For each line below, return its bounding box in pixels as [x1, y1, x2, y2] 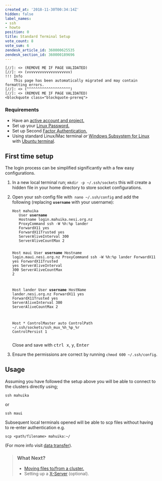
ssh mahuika [5, 393, 29, 398]
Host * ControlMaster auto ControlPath [12, 321, 93, 326]
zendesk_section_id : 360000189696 [5, 52, 75, 57]
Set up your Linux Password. [12, 122, 69, 129]
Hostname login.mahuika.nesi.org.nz [18, 217, 93, 222]
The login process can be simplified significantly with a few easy [5, 165, 134, 171]
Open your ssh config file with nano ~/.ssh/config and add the [12, 194, 139, 200]
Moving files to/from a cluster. [24, 465, 84, 471]
